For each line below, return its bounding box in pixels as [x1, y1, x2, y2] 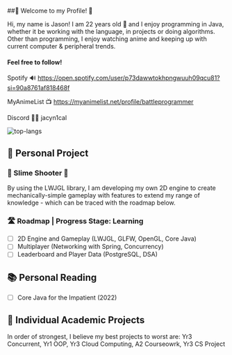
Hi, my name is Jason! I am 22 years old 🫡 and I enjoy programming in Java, [7, 20, 224, 28]
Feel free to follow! [7, 58, 63, 66]
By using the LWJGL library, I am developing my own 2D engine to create [7, 184, 217, 192]
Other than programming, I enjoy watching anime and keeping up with [7, 35, 207, 43]
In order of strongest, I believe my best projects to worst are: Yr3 [7, 333, 192, 341]
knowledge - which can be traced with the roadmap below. [7, 198, 176, 207]
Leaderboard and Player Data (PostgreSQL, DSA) [17, 250, 158, 259]
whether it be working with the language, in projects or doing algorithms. [7, 28, 215, 35]
